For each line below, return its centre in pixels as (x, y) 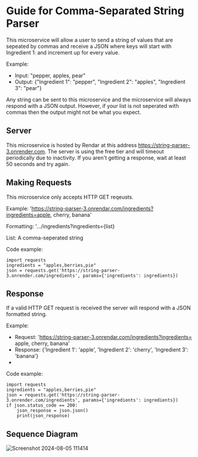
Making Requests (39, 183)
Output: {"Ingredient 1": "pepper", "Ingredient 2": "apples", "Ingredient (100, 82)
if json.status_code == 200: (42, 405)
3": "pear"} (28, 88)
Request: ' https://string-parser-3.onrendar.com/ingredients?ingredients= (103, 337)
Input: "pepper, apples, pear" (50, 75)
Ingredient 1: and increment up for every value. (63, 52)
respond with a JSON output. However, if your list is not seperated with (92, 106)
